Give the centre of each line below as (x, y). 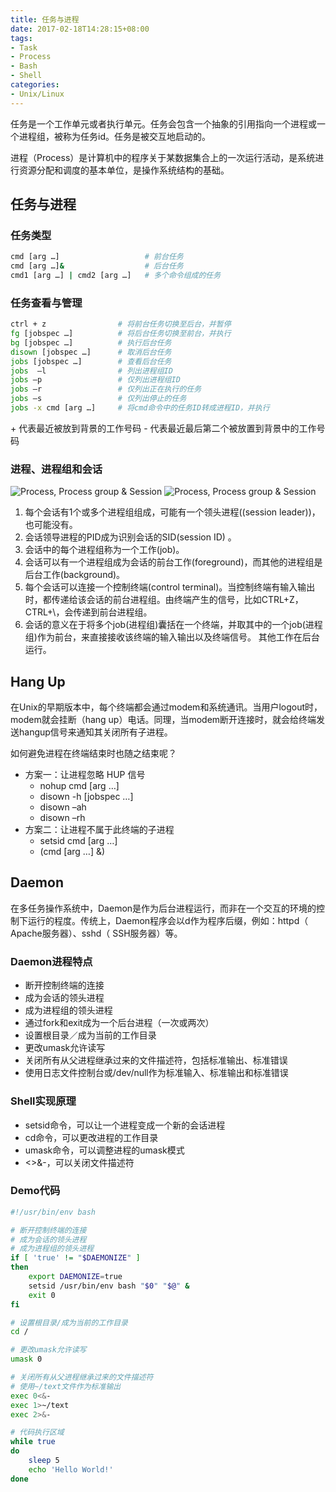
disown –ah (63, 807)
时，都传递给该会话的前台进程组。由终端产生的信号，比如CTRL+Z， (164, 600)
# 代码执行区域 (37, 1432)
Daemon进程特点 (51, 961)
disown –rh (62, 818)
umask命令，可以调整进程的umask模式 (104, 1150)
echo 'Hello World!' (71, 1469)
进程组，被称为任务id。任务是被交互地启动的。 (114, 136)
